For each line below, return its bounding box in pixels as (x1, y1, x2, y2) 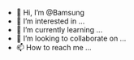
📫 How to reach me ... (15, 43, 92, 52)
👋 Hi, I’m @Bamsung (15, 8, 85, 17)
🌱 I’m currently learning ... (15, 25, 103, 34)
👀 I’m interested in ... (15, 16, 85, 26)
